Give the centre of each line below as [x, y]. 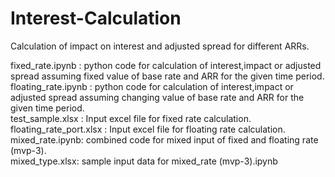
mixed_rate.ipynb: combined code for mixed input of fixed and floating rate [164, 139]
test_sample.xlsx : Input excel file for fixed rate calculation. [131, 118]
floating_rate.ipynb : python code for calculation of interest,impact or [152, 86]
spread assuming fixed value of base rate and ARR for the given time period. [167, 76]
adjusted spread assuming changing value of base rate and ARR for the [157, 97]
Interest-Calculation [96, 18]
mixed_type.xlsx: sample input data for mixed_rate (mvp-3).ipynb [144, 161]
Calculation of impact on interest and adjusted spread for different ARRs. [160, 46]
